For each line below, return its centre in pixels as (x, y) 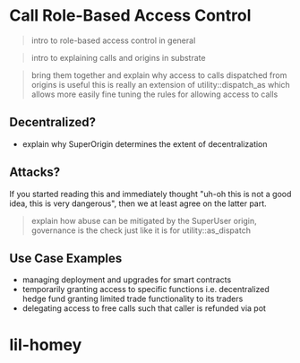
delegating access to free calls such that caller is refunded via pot (144, 308)
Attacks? (35, 173)
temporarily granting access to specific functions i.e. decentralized (146, 290)
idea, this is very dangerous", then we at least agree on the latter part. (138, 203)
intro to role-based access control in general (113, 40)
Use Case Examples (66, 258)
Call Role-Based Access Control (130, 16)
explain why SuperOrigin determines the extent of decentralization (145, 143)
